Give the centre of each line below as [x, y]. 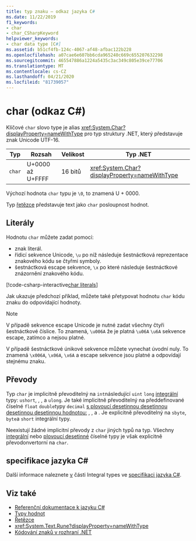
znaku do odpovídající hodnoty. [44, 302]
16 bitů [71, 172]
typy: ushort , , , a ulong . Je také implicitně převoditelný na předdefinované [95, 400]
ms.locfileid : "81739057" [37, 83]
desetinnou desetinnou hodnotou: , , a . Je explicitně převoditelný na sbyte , [96, 412]
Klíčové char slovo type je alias [43, 127]
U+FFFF [38, 179]
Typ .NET [138, 154]
